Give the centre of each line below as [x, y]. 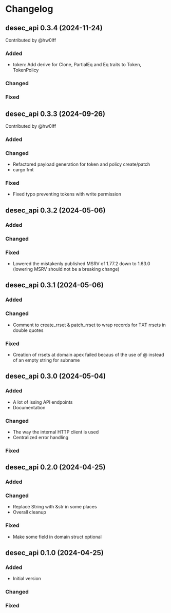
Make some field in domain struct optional [57, 537]
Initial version [27, 579]
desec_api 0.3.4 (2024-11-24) [54, 28]
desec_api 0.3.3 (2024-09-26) [55, 114]
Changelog [29, 9]
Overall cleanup [29, 512]
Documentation [29, 407]
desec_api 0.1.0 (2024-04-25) [54, 553]
